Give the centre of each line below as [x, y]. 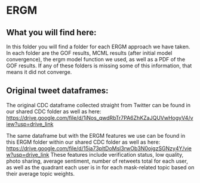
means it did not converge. [39, 72]
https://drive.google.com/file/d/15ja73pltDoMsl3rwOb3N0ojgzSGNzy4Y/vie [99, 148]
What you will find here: [51, 32]
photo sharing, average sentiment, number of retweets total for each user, [97, 161]
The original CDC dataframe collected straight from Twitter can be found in [99, 105]
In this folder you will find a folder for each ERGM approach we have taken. [98, 46]
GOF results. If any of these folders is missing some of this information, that [99, 66]
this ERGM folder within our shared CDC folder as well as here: [83, 142]
